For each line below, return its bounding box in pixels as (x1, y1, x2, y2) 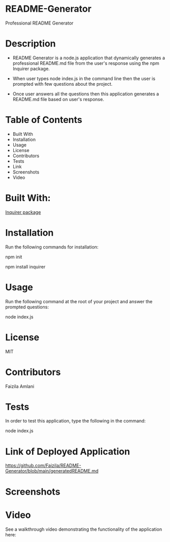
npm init (5, 254, 22, 260)
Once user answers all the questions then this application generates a (12, 90, 159, 97)
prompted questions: (5, 304, 49, 310)
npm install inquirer (5, 263, 46, 269)
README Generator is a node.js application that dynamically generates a (12, 55, 165, 61)
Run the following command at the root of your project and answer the (5, 298, 153, 304)
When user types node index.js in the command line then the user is (12, 75, 156, 82)
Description (5, 38, 56, 50)
